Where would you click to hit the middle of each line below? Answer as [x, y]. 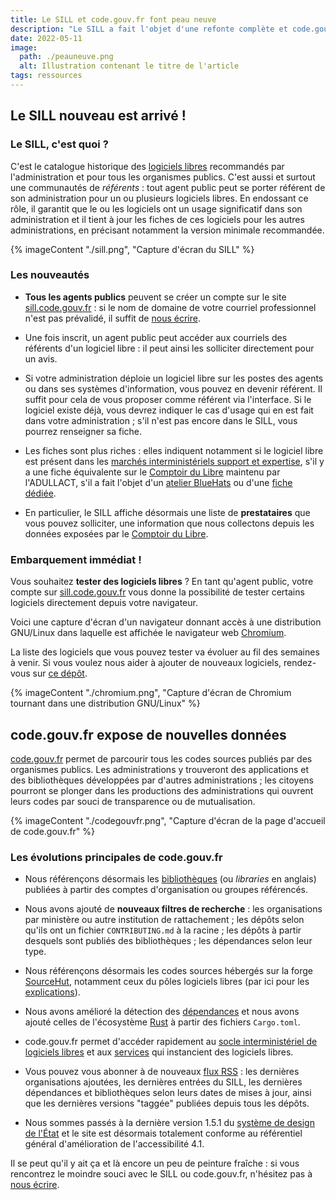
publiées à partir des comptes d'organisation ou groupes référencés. [166, 890]
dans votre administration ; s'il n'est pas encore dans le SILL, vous [161, 420]
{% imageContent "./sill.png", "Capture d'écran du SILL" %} [132, 249]
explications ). [52, 992]
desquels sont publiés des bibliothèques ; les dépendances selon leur [168, 941]
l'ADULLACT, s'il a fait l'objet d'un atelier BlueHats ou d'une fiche [158, 482]
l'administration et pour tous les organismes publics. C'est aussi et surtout [163, 177]
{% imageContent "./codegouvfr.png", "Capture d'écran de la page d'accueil [168, 820]
